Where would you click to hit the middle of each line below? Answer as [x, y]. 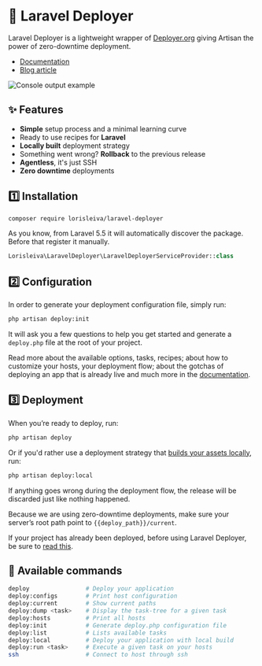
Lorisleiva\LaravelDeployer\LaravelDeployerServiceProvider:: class [121, 256]
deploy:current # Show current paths [82, 604]
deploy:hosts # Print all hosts [77, 618]
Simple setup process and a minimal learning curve [103, 128]
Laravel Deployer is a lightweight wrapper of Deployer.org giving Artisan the [131, 38]
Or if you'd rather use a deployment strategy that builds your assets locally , [130, 453]
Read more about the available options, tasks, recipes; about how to [118, 358]
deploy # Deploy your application [91, 589]
